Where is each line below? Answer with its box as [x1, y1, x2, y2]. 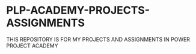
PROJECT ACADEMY [6, 42, 58, 49]
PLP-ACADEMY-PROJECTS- [6, 4, 150, 17]
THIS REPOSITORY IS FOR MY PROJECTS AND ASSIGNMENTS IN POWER [6, 36, 191, 43]
